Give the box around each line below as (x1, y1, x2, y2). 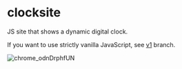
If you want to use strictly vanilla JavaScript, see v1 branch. (7, 40, 176, 49)
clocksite (7, 5, 61, 20)
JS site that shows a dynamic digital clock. (7, 27, 128, 36)
